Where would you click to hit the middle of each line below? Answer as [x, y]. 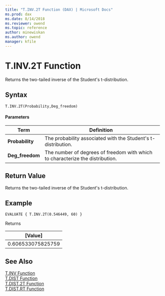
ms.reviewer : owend [25, 23]
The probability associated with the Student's [97, 138]
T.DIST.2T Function [25, 284]
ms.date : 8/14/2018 [25, 19]
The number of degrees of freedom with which [98, 152]
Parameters [17, 117]
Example [19, 203]
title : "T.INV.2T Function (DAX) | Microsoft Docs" [59, 10]
